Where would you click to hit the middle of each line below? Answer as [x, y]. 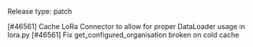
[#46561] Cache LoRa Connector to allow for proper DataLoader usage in [126, 26]
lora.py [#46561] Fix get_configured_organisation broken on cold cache [123, 35]
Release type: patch [40, 11]
